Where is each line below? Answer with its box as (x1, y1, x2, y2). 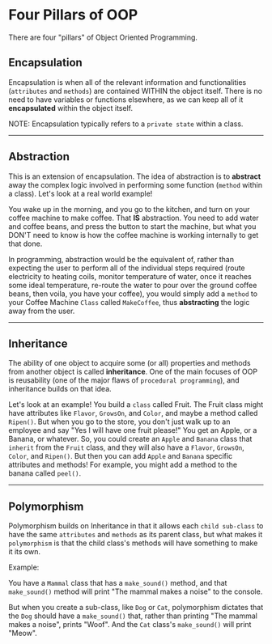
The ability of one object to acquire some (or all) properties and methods (8, 358, 251, 368)
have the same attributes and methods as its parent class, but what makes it (8, 530, 263, 540)
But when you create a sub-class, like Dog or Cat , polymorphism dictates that (8, 603, 264, 612)
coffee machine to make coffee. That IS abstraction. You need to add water (8, 213, 259, 222)
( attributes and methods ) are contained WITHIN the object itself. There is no (8, 86, 263, 95)
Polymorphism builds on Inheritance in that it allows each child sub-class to (8, 521, 264, 531)
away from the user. (8, 306, 75, 316)
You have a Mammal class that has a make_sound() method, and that (8, 578, 227, 588)
